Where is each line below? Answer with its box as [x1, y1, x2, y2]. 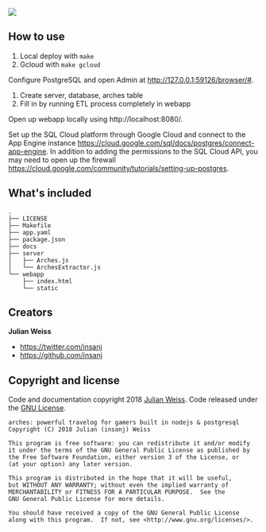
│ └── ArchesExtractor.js [8, 263, 102, 271]
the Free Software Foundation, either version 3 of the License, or [8, 453, 240, 461]
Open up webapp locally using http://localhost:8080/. [8, 114, 183, 123]
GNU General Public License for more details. [8, 495, 165, 503]
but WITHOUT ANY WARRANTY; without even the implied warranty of [8, 481, 229, 489]
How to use [8, 30, 65, 44]
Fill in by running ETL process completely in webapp [19, 99, 191, 108]
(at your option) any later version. [8, 460, 133, 468]
